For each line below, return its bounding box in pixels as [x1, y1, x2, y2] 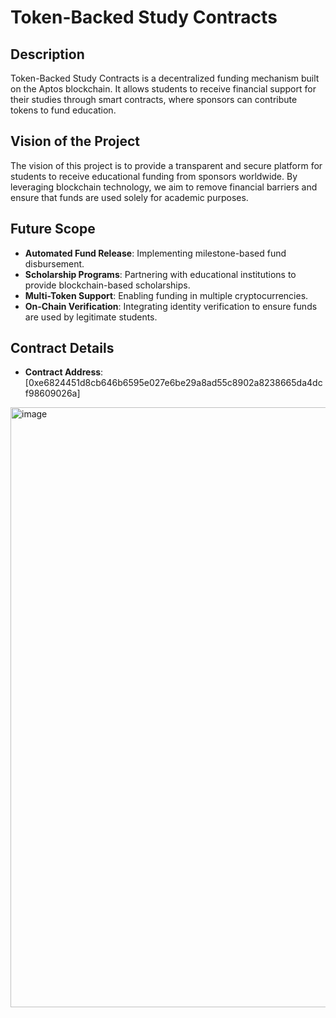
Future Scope [10, 221, 96, 238]
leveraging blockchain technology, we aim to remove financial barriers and [10, 181, 318, 193]
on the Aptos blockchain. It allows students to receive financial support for [10, 83, 317, 95]
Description [10, 46, 85, 63]
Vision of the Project [10, 133, 141, 150]
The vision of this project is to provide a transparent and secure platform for [10, 159, 323, 171]
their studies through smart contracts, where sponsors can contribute [10, 94, 298, 105]
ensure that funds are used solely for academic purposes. [10, 191, 249, 203]
